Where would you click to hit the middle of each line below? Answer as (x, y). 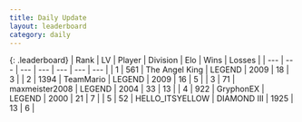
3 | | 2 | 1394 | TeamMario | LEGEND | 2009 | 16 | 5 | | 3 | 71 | (122, 80)
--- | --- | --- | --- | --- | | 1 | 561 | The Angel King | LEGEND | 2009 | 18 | (154, 70)
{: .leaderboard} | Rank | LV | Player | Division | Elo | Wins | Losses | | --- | (146, 61)
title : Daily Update (49, 18)
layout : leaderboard (49, 26)
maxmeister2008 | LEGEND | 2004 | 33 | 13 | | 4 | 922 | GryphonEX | (137, 89)
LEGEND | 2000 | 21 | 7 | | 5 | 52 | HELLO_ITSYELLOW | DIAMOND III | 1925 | (151, 99)
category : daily (40, 34)
